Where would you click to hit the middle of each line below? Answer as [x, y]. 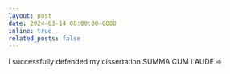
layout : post [30, 16]
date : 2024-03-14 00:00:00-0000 [62, 23]
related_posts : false [45, 38]
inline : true [30, 31]
